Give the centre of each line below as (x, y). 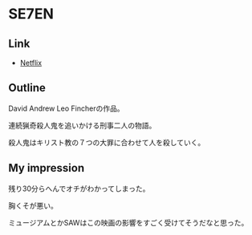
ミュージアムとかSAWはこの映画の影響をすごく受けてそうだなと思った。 (128, 222)
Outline (27, 88)
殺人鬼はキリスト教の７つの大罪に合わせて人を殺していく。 (107, 142)
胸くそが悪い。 (33, 205)
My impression (47, 168)
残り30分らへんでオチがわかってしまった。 (79, 188)
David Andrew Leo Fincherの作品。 (66, 108)
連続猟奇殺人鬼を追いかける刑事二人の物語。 (82, 125)
